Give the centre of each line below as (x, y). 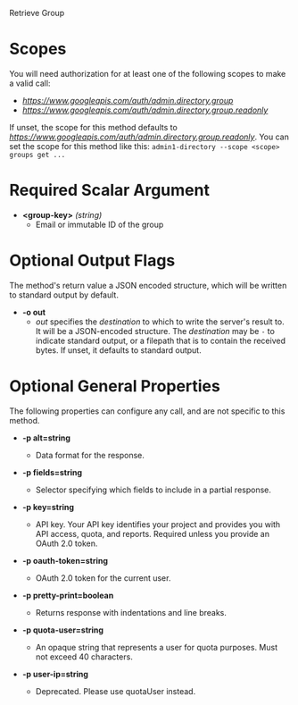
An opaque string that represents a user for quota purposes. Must (157, 647)
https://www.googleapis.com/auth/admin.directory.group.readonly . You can (149, 137)
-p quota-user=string (63, 630)
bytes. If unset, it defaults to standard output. (119, 350)
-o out (34, 312)
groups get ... (37, 155)
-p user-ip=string (55, 674)
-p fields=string (52, 472)
